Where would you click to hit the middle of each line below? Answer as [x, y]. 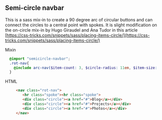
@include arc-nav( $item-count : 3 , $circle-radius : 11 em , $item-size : [86, 68]
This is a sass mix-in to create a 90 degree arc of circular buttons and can [79, 19]
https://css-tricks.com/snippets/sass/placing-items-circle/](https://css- [78, 35]
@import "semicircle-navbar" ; [40, 59]
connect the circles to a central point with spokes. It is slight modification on [81, 25]
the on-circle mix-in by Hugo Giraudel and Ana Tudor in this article [71, 30]
